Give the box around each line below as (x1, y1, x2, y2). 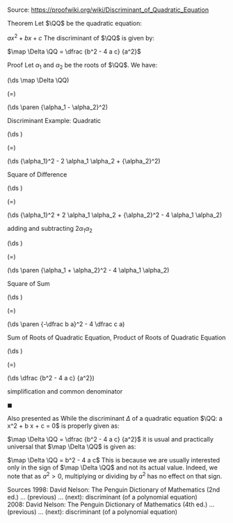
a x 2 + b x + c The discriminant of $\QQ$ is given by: (7, 33, 155, 42)
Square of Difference (7, 170, 67, 179)
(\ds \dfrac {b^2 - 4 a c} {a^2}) (7, 374, 95, 383)
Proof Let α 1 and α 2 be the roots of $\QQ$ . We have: (7, 61, 158, 71)
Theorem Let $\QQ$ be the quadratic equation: (7, 19, 143, 28)
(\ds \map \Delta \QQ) (7, 76, 70, 84)
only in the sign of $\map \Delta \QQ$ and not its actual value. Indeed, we (7, 463, 218, 472)
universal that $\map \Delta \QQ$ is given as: (7, 442, 136, 451)
